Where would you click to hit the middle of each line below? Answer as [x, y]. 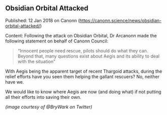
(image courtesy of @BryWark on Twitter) [49, 107]
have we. [15, 82]
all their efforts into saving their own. [43, 97]
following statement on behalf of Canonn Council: [57, 41]
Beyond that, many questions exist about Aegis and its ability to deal [89, 56]
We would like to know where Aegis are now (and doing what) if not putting [83, 92]
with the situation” [36, 61]
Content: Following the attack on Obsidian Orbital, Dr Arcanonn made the [81, 35]
